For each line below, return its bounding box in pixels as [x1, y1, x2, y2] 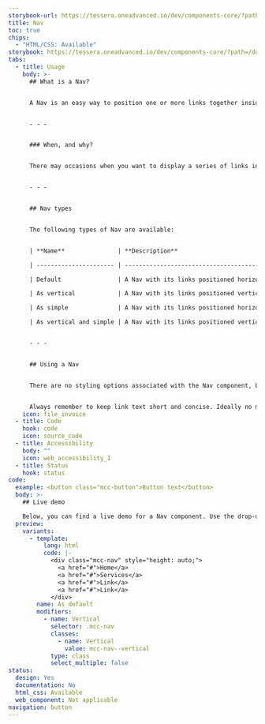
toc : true [8, 26, 41, 34]
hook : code [22, 425, 58, 433]
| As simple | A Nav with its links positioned [28, 304, 235, 312]
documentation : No [15, 681, 77, 689]
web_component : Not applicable [15, 696, 118, 703]
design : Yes [15, 674, 55, 682]
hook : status [22, 469, 65, 477]
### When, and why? [28, 141, 93, 149]
